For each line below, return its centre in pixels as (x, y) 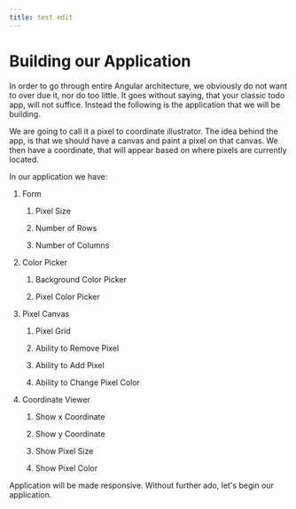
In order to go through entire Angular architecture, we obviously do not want (148, 86)
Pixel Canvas (46, 313)
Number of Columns (72, 245)
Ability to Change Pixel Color (87, 382)
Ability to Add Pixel (70, 365)
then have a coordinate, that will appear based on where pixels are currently (148, 150)
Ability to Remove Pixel (77, 348)
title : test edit (41, 17)
